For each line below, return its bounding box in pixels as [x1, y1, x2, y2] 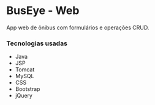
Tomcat [15, 66, 35, 73]
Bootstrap [15, 85, 40, 93]
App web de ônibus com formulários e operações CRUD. [6, 24, 149, 31]
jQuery [15, 92, 32, 100]
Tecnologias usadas [6, 39, 67, 48]
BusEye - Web [6, 4, 80, 18]
